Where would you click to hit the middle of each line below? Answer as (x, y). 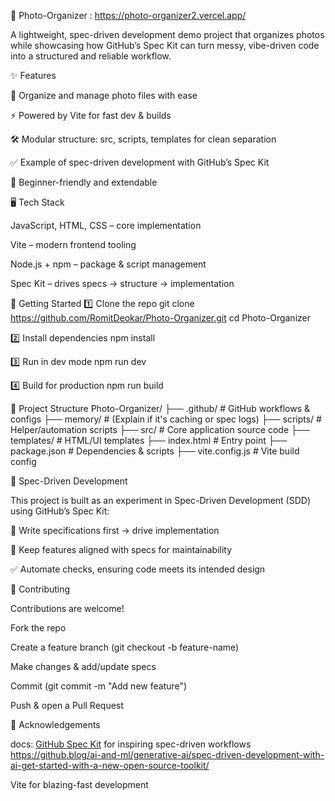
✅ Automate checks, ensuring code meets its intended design (138, 569)
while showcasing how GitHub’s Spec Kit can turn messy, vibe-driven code (165, 45)
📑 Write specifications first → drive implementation (115, 530)
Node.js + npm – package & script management (108, 264)
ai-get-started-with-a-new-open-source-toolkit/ (110, 765)
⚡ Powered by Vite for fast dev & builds (91, 115)
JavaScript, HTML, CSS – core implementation (106, 225)
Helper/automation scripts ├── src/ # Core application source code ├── (160, 429)
